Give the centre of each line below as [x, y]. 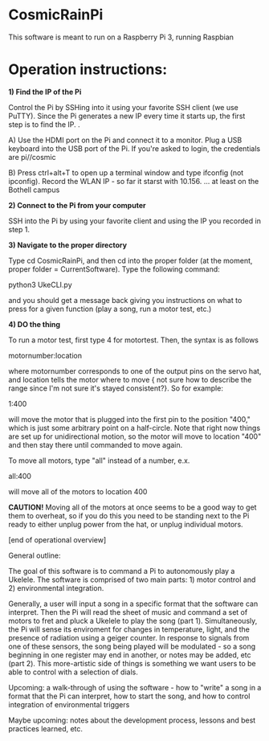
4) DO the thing [35, 324]
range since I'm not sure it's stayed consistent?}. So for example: [116, 388]
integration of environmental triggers [69, 704]
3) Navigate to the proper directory [67, 245]
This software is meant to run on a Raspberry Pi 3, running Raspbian [121, 37]
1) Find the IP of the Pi [45, 92]
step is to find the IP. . [44, 124]
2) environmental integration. [56, 587]
